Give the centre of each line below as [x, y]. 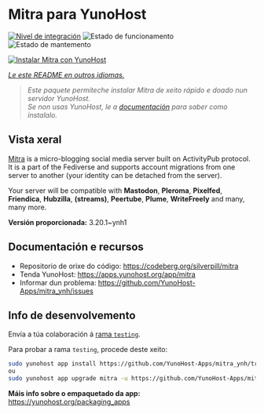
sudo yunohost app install [52, 364]
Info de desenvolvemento [72, 315]
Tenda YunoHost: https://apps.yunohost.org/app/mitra [108, 274]
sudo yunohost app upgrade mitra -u [68, 379]
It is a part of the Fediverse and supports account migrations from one [122, 167]
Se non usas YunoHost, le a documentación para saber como [127, 107]
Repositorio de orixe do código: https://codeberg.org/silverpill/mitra [129, 266]
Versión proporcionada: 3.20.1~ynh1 [68, 222]
